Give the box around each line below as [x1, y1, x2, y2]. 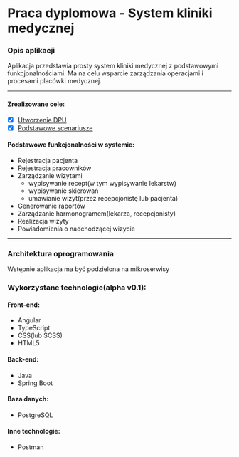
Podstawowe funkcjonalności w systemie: [7, 140, 135, 149]
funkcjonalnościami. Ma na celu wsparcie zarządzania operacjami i [7, 69, 204, 78]
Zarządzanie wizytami [17, 172, 83, 180]
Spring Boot [17, 379, 53, 387]
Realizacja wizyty [17, 217, 69, 226]
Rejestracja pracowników [17, 164, 92, 172]
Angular [17, 316, 41, 325]
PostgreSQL [17, 411, 53, 419]
